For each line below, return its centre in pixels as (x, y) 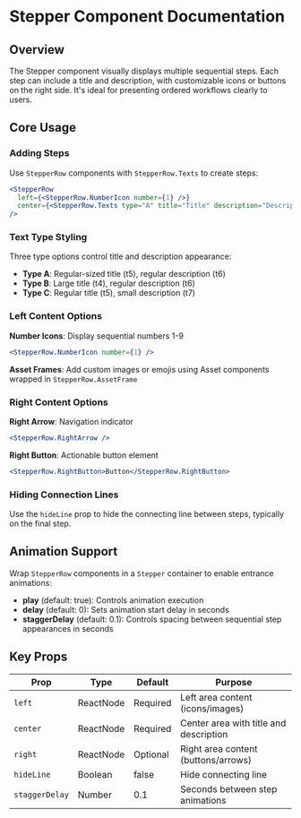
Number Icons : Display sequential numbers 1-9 (96, 336)
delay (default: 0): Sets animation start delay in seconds (126, 609)
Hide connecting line (224, 774)
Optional (151, 754)
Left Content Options (56, 316)
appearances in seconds (68, 628)
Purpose (233, 682)
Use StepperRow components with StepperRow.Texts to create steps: (134, 173)
